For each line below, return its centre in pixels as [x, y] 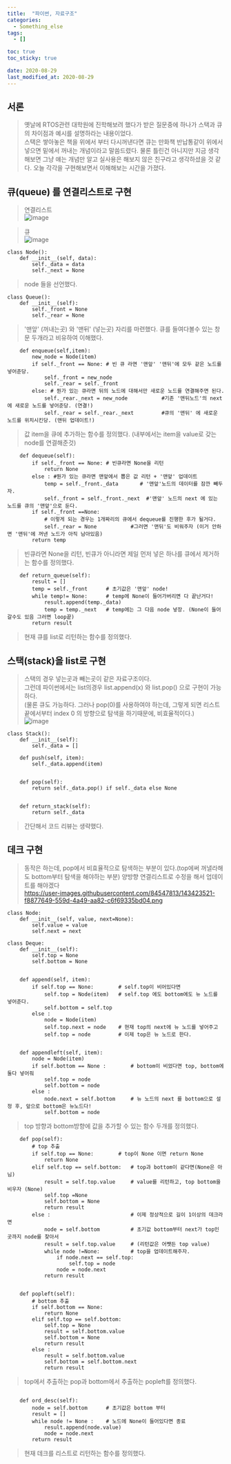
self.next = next [57, 931]
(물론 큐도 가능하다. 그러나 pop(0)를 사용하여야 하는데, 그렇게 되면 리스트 [122, 705]
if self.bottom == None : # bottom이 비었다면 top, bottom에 [128, 1066]
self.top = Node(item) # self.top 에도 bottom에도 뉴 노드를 [131, 994]
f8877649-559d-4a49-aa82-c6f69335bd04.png [93, 900]
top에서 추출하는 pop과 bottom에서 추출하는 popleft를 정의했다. [110, 1381]
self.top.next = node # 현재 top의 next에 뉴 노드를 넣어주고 [131, 1027]
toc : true [21, 52]
